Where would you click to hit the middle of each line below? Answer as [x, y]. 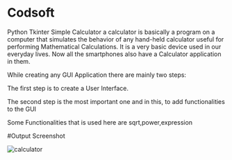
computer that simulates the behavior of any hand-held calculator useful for [116, 39]
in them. [19, 61]
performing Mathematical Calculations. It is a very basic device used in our [114, 46]
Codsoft [31, 13]
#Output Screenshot [36, 136]
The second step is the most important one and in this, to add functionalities [116, 101]
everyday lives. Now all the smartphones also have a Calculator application [114, 54]
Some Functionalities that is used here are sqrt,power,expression [100, 122]
